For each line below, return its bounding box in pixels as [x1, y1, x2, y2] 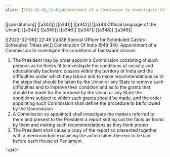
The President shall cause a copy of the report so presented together [12, 127, 157, 133]
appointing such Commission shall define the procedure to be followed [12, 100, 160, 106]
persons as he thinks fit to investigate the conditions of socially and [12, 62, 153, 68]
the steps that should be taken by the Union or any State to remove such [12, 78, 164, 85]
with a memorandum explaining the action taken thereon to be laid [12, 132, 151, 138]
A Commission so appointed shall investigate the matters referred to [12, 111, 155, 117]
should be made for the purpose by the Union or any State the [12, 89, 142, 95]
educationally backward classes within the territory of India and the [12, 68, 153, 74]
